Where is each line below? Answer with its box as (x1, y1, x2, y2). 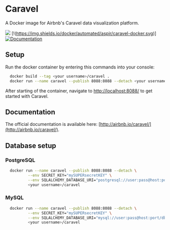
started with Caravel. (5, 93, 49, 99)
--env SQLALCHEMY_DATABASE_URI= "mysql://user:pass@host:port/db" (27, 215, 168, 220)
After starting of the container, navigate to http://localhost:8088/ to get (5, 87, 153, 94)
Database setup (5, 141, 57, 150)
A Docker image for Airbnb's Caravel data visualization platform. (5, 20, 139, 26)
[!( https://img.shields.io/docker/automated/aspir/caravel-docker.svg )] (11, 30, 157, 36)
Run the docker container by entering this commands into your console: (5, 64, 155, 70)
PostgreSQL (5, 156, 35, 163)
